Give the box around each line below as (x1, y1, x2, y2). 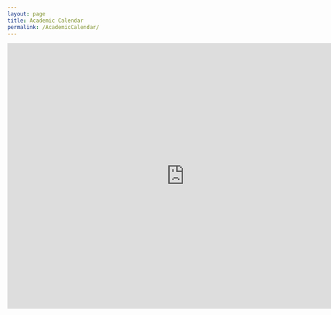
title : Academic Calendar (7, 17, 83, 24)
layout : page (7, 10, 46, 18)
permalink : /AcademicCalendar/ (7, 23, 100, 30)
